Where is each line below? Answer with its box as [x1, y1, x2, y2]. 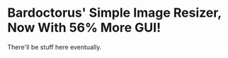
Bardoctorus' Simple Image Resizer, [7, 5, 222, 21]
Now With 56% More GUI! [7, 20, 161, 36]
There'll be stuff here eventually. [7, 43, 102, 51]
